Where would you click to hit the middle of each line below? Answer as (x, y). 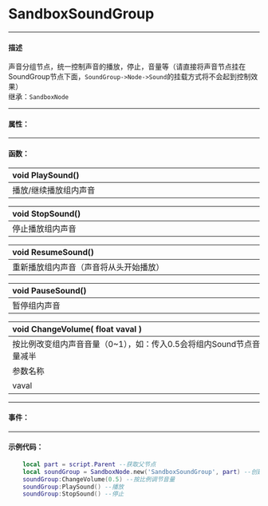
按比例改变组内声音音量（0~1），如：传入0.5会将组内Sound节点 (132, 344)
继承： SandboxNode (39, 97)
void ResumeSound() (53, 252)
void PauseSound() (49, 290)
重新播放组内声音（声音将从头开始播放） (89, 267)
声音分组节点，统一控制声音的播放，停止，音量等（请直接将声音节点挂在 (127, 67)
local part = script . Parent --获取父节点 (89, 464)
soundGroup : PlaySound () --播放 (73, 487)
